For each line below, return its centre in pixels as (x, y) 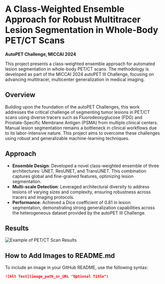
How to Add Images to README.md (60, 256)
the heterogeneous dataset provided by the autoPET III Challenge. (79, 213)
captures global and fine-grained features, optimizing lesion (73, 176)
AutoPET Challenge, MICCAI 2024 (41, 54)
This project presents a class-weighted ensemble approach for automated (80, 64)
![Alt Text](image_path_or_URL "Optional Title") (57, 277)
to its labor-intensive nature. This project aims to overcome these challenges (82, 133)
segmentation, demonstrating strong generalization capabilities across (83, 208)
